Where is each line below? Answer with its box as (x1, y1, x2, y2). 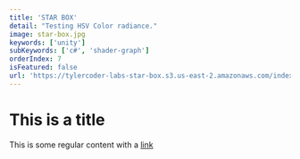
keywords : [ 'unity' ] (9, 38, 87, 47)
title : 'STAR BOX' (9, 13, 78, 22)
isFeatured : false (9, 63, 78, 72)
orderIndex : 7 (9, 54, 62, 63)
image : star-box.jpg (9, 29, 87, 38)
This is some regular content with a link (9, 139, 154, 150)
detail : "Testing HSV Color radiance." (9, 21, 158, 30)
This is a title (9, 109, 105, 130)
